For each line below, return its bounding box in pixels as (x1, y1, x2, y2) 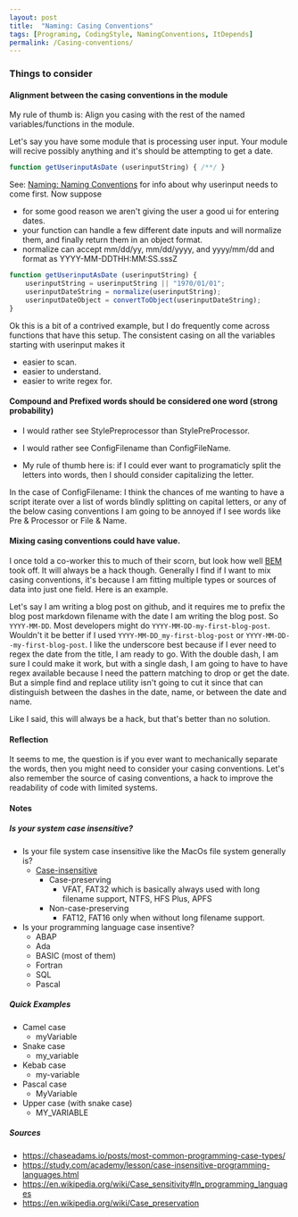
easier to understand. (21, 365, 102, 376)
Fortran (35, 960, 63, 970)
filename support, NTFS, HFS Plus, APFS (62, 893, 212, 903)
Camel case (21, 1021, 67, 1032)
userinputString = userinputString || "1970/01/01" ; (25, 279, 226, 289)
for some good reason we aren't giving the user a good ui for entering (21, 206, 279, 217)
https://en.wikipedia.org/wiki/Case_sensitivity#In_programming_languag (21, 1179, 288, 1189)
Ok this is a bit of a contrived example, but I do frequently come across (9, 320, 270, 331)
